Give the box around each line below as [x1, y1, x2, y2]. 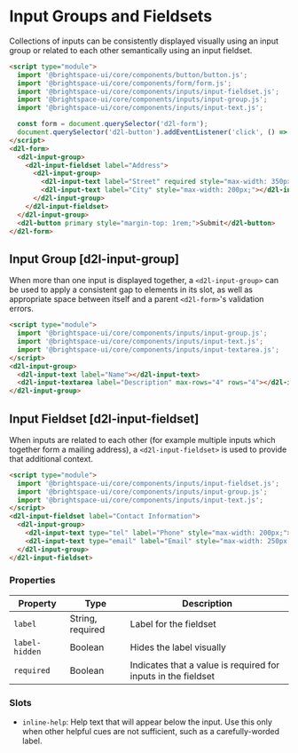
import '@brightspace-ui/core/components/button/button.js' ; [17, 70, 248, 79]
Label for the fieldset [129, 617, 216, 630]
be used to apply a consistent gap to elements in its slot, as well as [9, 284, 254, 295]
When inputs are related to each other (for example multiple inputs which [9, 434, 277, 445]
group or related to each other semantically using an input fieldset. [9, 44, 253, 55]
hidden [13, 646, 42, 656]
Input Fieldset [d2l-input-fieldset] [9, 411, 200, 426]
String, [69, 612, 98, 624]
